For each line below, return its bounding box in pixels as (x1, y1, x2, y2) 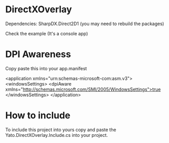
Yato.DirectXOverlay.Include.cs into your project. (5, 132, 108, 138)
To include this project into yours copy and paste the (5, 127, 116, 133)
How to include (5, 110, 71, 121)
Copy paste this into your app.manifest (5, 65, 87, 71)
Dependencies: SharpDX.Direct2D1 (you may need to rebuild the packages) (5, 21, 164, 27)
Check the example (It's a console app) (5, 30, 88, 36)
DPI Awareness (5, 49, 71, 60)
